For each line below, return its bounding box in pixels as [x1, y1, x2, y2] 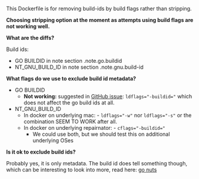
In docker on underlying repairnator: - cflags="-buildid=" [23, 124, 166, 131]
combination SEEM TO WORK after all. [23, 118, 118, 125]
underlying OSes [32, 137, 74, 144]
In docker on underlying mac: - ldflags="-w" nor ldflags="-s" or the [23, 112, 192, 119]
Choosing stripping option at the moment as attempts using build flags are [6, 17, 194, 23]
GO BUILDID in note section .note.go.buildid [14, 57, 122, 64]
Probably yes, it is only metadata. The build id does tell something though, [6, 160, 188, 167]
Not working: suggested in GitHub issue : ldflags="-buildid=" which [23, 93, 192, 100]
